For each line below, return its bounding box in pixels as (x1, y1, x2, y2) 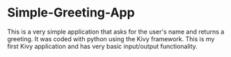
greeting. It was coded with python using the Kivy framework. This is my (7, 34, 215, 43)
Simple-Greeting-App (7, 5, 135, 21)
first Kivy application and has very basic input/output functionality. (7, 42, 198, 50)
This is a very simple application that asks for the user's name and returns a (7, 27, 225, 36)
